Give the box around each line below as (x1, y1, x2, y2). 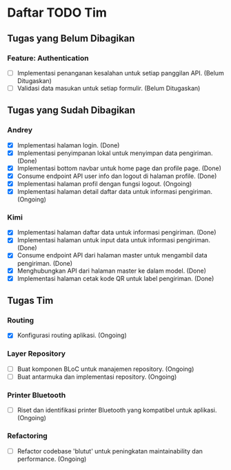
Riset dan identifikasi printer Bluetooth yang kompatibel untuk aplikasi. (17, 406, 217, 415)
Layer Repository (7, 349, 66, 359)
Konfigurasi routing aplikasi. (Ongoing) (17, 331, 127, 340)
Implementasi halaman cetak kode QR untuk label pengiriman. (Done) (17, 274, 214, 282)
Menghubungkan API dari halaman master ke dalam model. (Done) (17, 266, 207, 275)
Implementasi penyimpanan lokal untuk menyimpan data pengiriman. (17, 149, 213, 157)
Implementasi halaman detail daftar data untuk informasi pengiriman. (17, 188, 212, 195)
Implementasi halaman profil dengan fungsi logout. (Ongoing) (17, 179, 192, 188)
